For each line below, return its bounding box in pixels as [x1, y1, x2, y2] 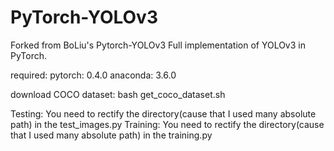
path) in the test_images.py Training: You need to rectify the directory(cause [10, 118, 325, 130]
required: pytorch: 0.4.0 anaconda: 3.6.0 [10, 69, 177, 81]
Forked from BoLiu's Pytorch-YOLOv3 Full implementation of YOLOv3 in [10, 39, 306, 51]
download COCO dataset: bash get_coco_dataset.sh [10, 88, 226, 100]
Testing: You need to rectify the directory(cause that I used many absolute [10, 107, 317, 120]
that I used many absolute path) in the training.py [10, 129, 213, 141]
